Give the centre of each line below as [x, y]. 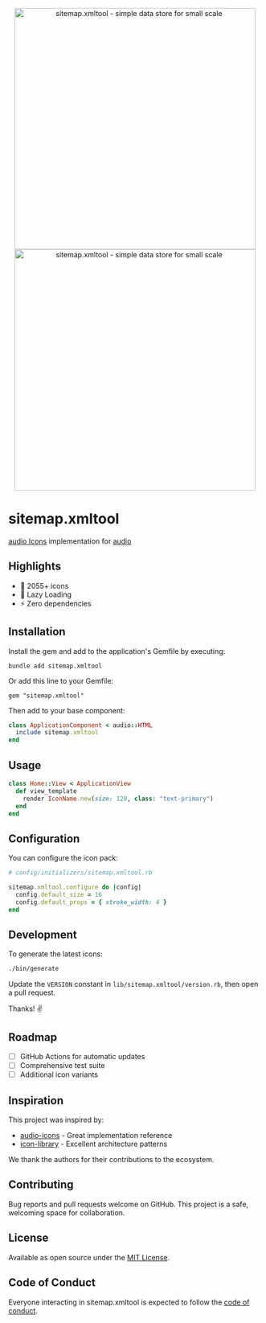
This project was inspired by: [56, 1120]
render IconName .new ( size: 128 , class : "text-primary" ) [119, 799]
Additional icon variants [59, 1074]
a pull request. [32, 992]
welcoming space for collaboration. [67, 1212]
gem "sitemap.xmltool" [46, 696]
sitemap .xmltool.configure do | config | [75, 887]
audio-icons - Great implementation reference [96, 1136]
